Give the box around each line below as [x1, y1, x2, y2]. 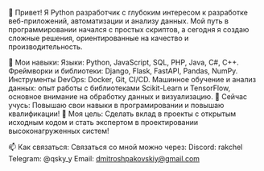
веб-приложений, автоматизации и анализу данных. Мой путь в [8, 16, 229, 26]
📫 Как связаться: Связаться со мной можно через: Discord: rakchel [8, 142, 243, 152]
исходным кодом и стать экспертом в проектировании [8, 118, 199, 127]
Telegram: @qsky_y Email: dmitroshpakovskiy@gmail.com [8, 154, 200, 163]
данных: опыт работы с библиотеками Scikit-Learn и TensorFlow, [8, 83, 231, 93]
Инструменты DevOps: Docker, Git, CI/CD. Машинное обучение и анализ [8, 75, 256, 84]
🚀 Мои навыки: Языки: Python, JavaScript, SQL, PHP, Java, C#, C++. [8, 57, 239, 67]
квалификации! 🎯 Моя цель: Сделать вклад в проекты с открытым [8, 109, 237, 119]
